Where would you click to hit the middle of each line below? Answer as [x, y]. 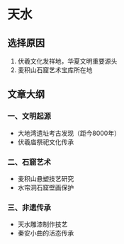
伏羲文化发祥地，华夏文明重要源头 [67, 61]
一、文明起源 [29, 116]
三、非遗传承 [29, 207]
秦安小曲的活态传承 [46, 233]
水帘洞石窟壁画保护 [46, 187]
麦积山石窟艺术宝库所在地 [55, 70]
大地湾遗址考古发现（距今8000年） [69, 133]
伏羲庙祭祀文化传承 [46, 141]
